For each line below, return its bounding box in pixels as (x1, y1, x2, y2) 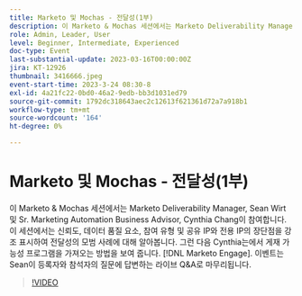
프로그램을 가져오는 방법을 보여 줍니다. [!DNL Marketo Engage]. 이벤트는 (25, 247, 284, 258)
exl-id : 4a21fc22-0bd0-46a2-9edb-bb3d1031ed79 (9, 88, 188, 97)
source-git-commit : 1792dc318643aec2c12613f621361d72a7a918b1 (9, 96, 248, 106)
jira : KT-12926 (9, 64, 67, 73)
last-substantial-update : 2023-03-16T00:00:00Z (9, 55, 192, 64)
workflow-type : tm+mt (9, 105, 91, 114)
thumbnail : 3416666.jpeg (9, 72, 103, 81)
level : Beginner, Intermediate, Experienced (9, 38, 179, 48)
